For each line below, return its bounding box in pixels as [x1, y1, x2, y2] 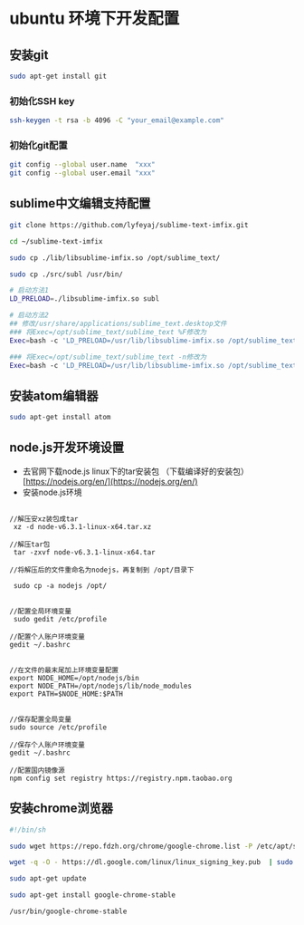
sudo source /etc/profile [9, 722, 107, 732]
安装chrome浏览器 [9, 801, 114, 816]
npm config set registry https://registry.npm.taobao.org [9, 774, 233, 783]
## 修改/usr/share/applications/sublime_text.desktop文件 [9, 319, 228, 329]
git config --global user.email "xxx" [9, 169, 156, 178]
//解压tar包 [9, 540, 51, 549]
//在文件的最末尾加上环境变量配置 [9, 665, 119, 675]
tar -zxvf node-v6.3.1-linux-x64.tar [13, 547, 156, 557]
